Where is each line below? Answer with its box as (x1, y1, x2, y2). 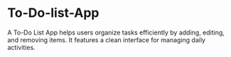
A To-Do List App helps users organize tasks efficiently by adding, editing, (7, 28, 225, 37)
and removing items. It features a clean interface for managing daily (7, 35, 206, 44)
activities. (7, 43, 36, 51)
